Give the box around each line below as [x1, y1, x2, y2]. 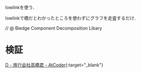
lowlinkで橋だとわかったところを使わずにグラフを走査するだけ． [5, 15, 139, 21]
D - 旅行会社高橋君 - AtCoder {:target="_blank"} [5, 62, 104, 68]
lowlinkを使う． [5, 5, 37, 10]
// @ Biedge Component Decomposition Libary [5, 25, 102, 31]
